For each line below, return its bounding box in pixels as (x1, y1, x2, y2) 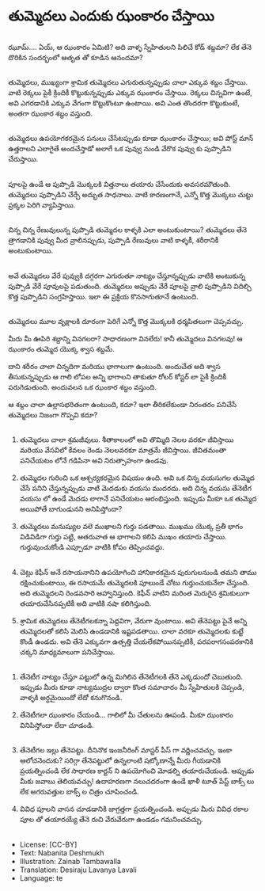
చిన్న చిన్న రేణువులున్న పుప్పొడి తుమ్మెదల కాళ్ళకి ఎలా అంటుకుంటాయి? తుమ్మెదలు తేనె (8, 225, 248, 234)
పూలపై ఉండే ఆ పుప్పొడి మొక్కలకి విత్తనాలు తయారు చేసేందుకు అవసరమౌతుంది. (8, 179, 231, 188)
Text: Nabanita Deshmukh (19, 847, 104, 858)
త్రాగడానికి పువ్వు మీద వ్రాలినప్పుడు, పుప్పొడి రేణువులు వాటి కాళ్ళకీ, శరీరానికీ (8, 235, 219, 245)
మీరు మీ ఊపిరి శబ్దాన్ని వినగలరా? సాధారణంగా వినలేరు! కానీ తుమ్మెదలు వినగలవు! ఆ (8, 333, 243, 343)
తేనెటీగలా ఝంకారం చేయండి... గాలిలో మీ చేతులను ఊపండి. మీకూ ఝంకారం (19, 710, 233, 720)
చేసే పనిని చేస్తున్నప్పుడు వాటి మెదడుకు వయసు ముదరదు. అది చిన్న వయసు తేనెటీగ (19, 483, 252, 493)
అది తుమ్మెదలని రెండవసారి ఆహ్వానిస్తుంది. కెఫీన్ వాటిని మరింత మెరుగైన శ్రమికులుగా (19, 588, 250, 597)
